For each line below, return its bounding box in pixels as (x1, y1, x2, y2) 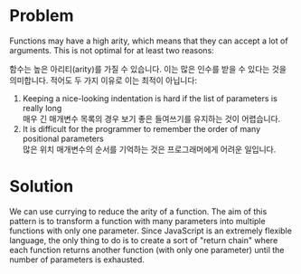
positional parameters (22, 133, 104, 144)
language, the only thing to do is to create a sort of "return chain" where (9, 234, 278, 245)
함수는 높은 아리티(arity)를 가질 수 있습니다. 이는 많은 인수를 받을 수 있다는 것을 (9, 63, 287, 74)
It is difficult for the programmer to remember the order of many (22, 123, 261, 134)
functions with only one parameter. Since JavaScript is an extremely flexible (9, 225, 292, 236)
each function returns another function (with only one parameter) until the (9, 244, 285, 255)
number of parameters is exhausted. (9, 254, 145, 265)
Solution (9, 176, 74, 197)
